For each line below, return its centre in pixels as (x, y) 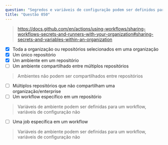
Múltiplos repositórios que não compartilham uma (63, 85)
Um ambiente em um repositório (45, 60)
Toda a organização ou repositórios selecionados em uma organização (85, 49)
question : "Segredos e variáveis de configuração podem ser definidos (80, 10)
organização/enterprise (36, 91)
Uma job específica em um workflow (50, 121)
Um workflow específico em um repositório (57, 96)
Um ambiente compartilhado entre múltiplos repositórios (70, 66)
